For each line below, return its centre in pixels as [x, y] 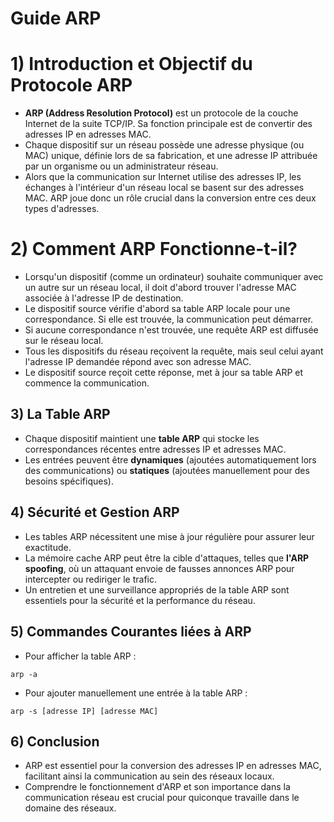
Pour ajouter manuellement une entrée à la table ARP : [136, 693]
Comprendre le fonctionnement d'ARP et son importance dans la [157, 787]
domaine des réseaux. [70, 808]
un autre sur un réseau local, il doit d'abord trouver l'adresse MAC [160, 288]
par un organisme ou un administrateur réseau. [121, 166]
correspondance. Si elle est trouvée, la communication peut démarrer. [169, 319]
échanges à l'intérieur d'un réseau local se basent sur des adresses [164, 188]
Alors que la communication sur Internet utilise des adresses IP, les [163, 177]
